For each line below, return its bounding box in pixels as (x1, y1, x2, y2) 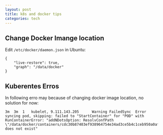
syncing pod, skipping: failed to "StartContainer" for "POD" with (5, 114, 145, 119)
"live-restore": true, (14, 60, 60, 65)
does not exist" (5, 126, 38, 131)
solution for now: (5, 100, 39, 105)
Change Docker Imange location (5, 34, 104, 42)
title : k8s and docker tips (5, 12, 62, 16)
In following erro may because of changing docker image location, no (5, 95, 144, 101)
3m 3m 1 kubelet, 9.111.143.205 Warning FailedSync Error (5, 109, 147, 114)
